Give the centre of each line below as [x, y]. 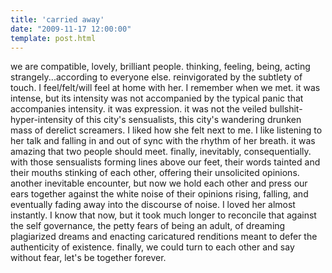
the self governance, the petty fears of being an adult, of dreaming [148, 226]
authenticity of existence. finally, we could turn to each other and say [152, 247]
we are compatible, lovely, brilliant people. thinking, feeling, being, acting [160, 67]
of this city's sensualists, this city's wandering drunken [188, 120]
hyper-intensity [41, 120]
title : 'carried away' [57, 19]
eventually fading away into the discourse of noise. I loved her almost [153, 205]
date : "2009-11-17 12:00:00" [71, 29]
